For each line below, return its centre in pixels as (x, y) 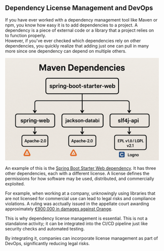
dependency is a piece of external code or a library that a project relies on (80, 30)
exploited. (15, 184)
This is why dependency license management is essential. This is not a (76, 218)
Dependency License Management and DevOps (79, 8)
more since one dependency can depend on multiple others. (66, 51)
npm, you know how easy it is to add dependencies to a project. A (72, 25)
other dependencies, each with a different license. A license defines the (77, 174)
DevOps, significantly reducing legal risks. (48, 244)
